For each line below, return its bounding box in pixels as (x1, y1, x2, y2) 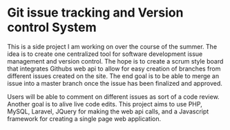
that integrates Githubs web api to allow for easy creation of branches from (7, 64, 221, 73)
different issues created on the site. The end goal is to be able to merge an (7, 71, 220, 80)
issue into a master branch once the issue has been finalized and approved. (7, 79, 222, 87)
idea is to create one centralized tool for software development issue (7, 50, 203, 58)
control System (7, 19, 97, 35)
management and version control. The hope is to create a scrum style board (7, 57, 224, 65)
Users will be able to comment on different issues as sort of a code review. (7, 92, 220, 101)
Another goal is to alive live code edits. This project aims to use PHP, (7, 100, 202, 108)
